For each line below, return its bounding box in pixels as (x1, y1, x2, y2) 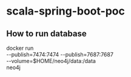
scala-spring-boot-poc (6, 4, 126, 18)
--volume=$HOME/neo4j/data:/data (6, 58, 96, 64)
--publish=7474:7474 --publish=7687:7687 (6, 51, 114, 58)
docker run (6, 44, 34, 52)
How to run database (6, 28, 87, 39)
